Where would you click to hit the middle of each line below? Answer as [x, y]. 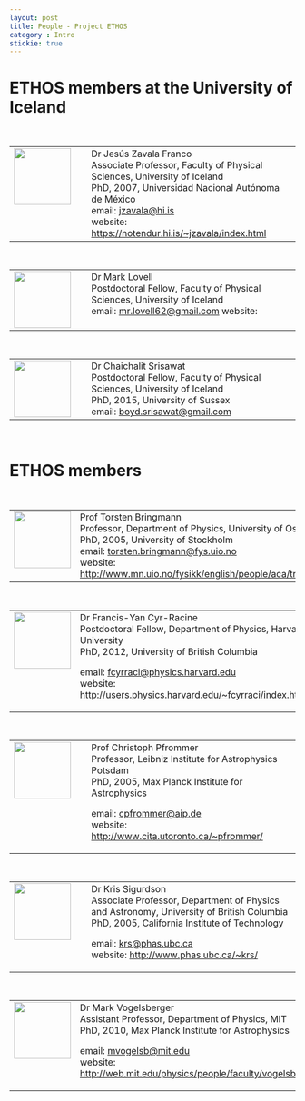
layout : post [34, 18]
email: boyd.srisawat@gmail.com [161, 412]
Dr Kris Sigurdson [128, 889]
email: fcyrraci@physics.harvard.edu [158, 672]
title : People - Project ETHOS [69, 26]
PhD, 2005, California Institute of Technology [187, 923]
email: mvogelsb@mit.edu [135, 1051]
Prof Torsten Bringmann [131, 517]
